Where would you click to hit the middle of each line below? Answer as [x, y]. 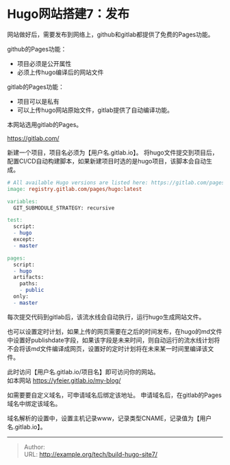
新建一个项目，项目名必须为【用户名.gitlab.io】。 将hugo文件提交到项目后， [113, 152]
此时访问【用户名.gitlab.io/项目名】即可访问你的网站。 [83, 372]
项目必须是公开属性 [44, 63]
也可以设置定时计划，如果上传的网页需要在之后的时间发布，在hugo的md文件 [115, 331]
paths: [29, 284]
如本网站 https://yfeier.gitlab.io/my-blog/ [64, 380]
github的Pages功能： [37, 49]
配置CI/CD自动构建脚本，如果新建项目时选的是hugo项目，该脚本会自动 [107, 161]
